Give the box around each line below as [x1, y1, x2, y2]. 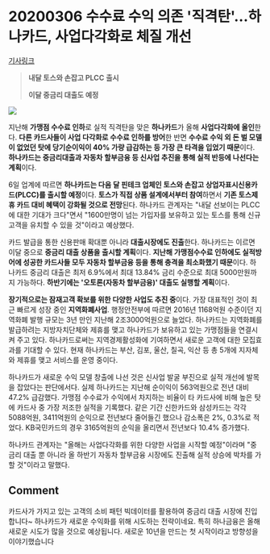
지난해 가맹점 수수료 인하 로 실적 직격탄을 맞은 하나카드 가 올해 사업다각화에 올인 [8, 122, 255, 131]
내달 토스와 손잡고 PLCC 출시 [27, 73, 119, 82]
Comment [8, 484, 60, 498]
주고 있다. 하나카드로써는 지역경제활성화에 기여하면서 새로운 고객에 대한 [16, 335, 241, 344]
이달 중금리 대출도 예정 [27, 90, 99, 99]
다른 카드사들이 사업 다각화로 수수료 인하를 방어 [19, 132, 166, 142]
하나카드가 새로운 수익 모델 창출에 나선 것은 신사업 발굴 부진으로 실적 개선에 [8, 372, 245, 381]
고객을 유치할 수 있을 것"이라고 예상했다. [8, 219, 135, 230]
